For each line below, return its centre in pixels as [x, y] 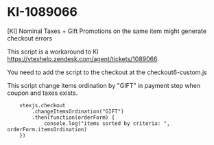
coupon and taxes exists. [42, 93]
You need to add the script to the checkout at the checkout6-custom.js [107, 72]
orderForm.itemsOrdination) [47, 129]
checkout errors [30, 38]
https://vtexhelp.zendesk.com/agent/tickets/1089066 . [83, 58]
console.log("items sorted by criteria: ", [107, 123]
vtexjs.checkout [43, 105]
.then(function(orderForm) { [73, 118]
